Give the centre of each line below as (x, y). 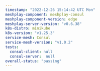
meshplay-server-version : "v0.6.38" (43, 24)
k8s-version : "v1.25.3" (30, 33)
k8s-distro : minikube (28, 28)
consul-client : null (31, 51)
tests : (12, 47)
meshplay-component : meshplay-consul (45, 14)
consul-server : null (32, 56)
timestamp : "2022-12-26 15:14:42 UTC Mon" (50, 10)
